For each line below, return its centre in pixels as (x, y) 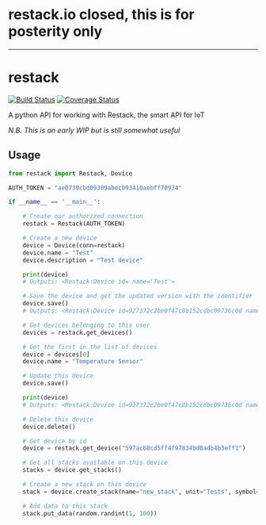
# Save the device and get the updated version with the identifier (138, 296)
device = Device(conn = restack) (74, 245)
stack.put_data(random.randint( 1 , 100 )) (90, 513)
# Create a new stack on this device (85, 485)
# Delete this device (58, 419)
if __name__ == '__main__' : (55, 202)
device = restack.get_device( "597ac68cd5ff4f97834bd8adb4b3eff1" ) (134, 448)
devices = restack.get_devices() (78, 332)
